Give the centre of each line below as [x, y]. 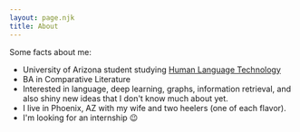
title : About [34, 26]
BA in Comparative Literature [77, 79]
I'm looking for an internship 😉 [80, 118]
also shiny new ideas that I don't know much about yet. [125, 98]
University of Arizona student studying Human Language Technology [151, 70]
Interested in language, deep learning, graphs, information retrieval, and [157, 89]
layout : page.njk [42, 18]
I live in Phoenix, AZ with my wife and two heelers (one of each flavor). [155, 108]
